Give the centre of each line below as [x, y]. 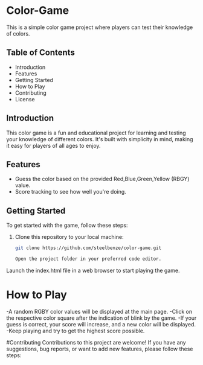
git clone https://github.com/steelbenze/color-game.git [88, 248]
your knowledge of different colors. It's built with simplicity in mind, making [100, 139]
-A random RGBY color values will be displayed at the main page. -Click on [99, 311]
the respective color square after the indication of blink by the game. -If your [101, 318]
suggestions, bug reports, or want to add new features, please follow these [100, 349]
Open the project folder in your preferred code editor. [88, 259]
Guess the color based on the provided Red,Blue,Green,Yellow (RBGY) [102, 179]
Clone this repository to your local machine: [69, 237]
